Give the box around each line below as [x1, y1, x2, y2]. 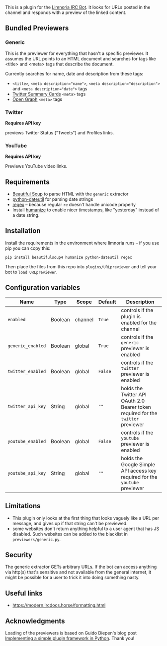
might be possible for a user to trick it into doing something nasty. [5, 575, 140, 581]
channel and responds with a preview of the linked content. [5, 9, 127, 15]
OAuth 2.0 [121, 397, 145, 404]
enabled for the [121, 319, 157, 326]
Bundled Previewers [5, 24, 69, 32]
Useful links [5, 589, 43, 598]
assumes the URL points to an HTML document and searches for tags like [5, 55, 156, 61]
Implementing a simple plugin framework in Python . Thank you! [5, 635, 135, 641]
